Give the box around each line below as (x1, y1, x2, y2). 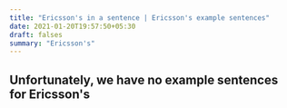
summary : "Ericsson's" (9, 38, 95, 48)
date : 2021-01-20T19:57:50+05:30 (9, 22, 136, 31)
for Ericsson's (9, 86, 91, 102)
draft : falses (9, 30, 64, 39)
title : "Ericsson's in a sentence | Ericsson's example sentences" (9, 13, 271, 23)
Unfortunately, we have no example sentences (9, 72, 279, 87)
